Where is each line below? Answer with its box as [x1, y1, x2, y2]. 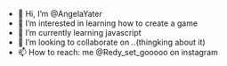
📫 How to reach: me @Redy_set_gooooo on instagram [17, 47, 218, 57]
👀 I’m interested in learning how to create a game [17, 18, 199, 29]
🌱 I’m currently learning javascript [17, 28, 142, 37]
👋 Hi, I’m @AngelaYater [17, 9, 102, 19]
